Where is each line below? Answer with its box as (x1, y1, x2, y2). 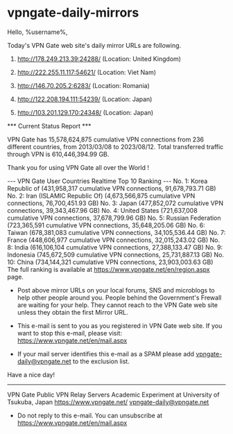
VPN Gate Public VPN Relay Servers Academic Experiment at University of (7, 390, 220, 399)
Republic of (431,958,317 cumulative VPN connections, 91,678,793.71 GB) (7, 184, 216, 192)
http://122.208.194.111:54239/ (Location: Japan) (17, 95, 153, 103)
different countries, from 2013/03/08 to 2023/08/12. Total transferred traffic (7, 142, 224, 150)
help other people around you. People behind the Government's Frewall (17, 293, 222, 302)
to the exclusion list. (72, 357, 130, 365)
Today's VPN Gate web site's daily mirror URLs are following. (7, 41, 182, 49)
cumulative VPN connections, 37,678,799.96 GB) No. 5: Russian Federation (7, 214, 221, 222)
